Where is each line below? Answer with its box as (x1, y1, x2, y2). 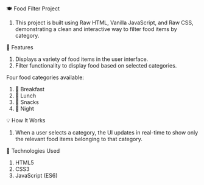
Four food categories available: (6, 74, 84, 81)
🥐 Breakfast (15, 86, 44, 92)
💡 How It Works (6, 117, 46, 124)
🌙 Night (15, 105, 35, 112)
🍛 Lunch (15, 92, 37, 99)
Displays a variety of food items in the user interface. (15, 55, 149, 63)
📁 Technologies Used (6, 147, 60, 154)
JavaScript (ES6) (15, 172, 58, 179)
